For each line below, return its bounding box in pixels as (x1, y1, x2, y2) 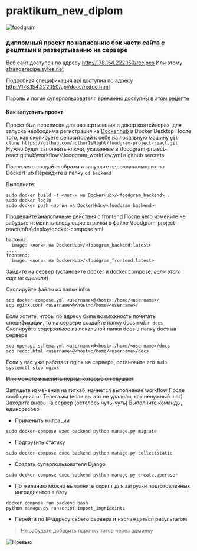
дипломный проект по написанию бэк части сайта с (6, 38, 165, 47)
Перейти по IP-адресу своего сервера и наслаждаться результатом (14, 516, 188, 523)
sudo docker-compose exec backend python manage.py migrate (6, 429, 157, 435)
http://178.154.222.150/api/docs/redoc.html (6, 83, 110, 90)
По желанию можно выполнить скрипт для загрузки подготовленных (14, 482, 191, 490)
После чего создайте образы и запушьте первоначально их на (6, 163, 165, 170)
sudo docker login (6, 197, 51, 203)
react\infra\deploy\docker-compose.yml (6, 226, 104, 233)
